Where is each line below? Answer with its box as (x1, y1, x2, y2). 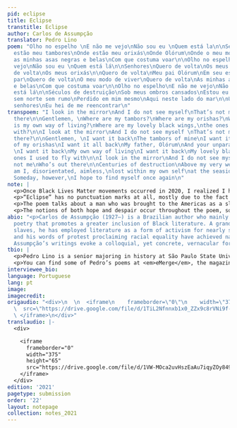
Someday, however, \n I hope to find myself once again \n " (13, 174, 185, 181)
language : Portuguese (7, 272, 71, 279)
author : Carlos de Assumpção (7, 30, 93, 37)
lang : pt (7, 279, 33, 286)
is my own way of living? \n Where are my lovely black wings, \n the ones (13, 121, 229, 129)
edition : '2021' (7, 384, 55, 391)
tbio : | (7, 246, 30, 254)
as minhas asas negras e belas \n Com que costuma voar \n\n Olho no (13, 56, 210, 63)
